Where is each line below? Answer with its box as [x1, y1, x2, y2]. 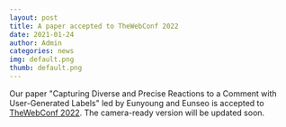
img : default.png [9, 55, 75, 64]
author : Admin [9, 38, 63, 48]
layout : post [9, 13, 58, 23]
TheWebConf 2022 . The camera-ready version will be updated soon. [9, 107, 265, 118]
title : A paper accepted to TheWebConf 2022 [9, 22, 179, 31]
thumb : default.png [9, 64, 83, 73]
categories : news [9, 47, 75, 56]
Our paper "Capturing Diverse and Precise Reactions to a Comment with [9, 87, 277, 99]
